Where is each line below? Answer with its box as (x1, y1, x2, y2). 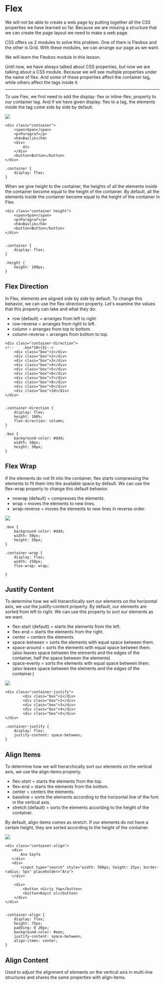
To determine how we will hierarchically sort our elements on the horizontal (5, 598, 158, 604)
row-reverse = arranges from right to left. (12, 321, 96, 327)
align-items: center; (14, 938, 58, 944)
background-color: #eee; (14, 930, 65, 935)
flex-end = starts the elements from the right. (12, 629, 104, 635)
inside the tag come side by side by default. (5, 104, 94, 110)
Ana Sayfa (20, 852, 41, 857)
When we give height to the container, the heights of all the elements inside (5, 183, 158, 189)
